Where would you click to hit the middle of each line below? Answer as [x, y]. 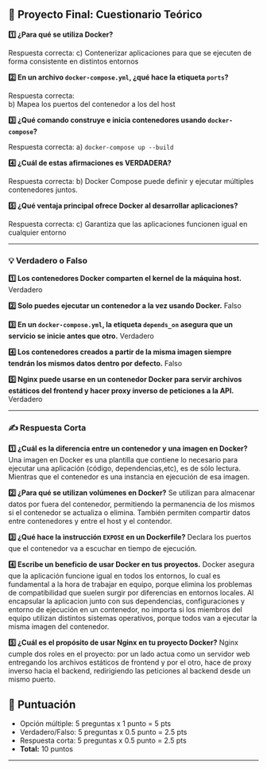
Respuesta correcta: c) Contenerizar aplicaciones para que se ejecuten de [130, 53]
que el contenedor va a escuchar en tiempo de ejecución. [103, 548]
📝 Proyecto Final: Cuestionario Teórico [105, 15]
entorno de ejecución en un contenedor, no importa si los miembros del [125, 610]
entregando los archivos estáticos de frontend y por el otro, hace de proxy [130, 662]
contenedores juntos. [43, 189]
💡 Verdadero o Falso [48, 260]
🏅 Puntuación [42, 704]
